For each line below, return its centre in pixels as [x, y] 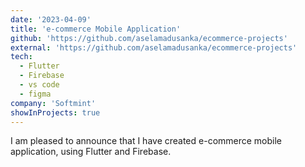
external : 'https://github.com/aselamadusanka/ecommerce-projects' [154, 47]
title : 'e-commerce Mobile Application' [96, 29]
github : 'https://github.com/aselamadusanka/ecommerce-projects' [149, 38]
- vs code [39, 85]
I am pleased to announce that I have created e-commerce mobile [146, 141]
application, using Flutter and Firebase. [91, 152]
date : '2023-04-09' [51, 19]
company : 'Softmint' [53, 103]
